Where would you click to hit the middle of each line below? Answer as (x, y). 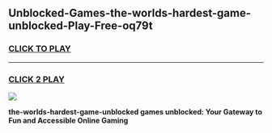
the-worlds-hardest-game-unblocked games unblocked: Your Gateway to (136, 111)
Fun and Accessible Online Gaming (68, 120)
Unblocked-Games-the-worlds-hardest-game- (130, 13)
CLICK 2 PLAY (36, 79)
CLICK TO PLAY (40, 49)
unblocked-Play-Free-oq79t (81, 26)
